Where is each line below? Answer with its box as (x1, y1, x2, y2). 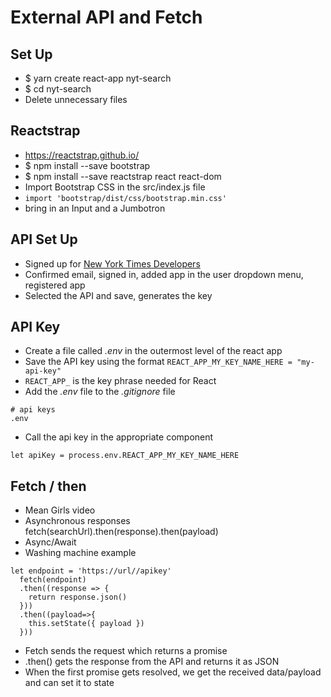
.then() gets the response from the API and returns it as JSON (24, 656, 280, 668)
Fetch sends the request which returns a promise (24, 645, 228, 657)
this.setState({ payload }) (28, 619, 145, 629)
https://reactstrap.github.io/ (24, 149, 140, 161)
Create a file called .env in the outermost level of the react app (24, 345, 283, 357)
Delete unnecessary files (24, 94, 128, 105)
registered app (24, 279, 86, 291)
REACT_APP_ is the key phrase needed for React (24, 375, 217, 387)
